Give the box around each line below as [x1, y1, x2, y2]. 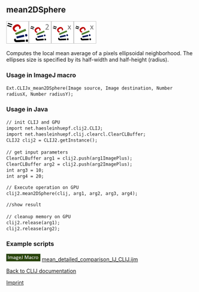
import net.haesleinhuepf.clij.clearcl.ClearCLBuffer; [6, 131, 146, 137]
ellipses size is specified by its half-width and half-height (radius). [6, 56, 169, 63]
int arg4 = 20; [6, 173, 44, 179]
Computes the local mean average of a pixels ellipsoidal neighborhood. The [6, 49, 193, 56]
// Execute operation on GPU [6, 185, 79, 191]
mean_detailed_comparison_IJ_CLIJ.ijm [41, 255, 138, 263]
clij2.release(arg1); [6, 220, 61, 226]
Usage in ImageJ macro [6, 71, 76, 79]
